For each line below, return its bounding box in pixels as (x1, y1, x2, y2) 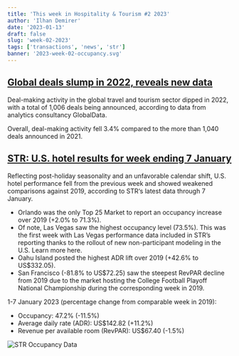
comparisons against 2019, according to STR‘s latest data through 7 (7, 187, 206, 195)
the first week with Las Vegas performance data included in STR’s (17, 231, 211, 239)
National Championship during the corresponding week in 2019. (17, 283, 205, 292)
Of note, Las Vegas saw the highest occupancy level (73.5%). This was (17, 223, 226, 231)
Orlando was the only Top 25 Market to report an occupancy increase (17, 208, 223, 216)
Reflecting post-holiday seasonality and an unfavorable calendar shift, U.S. (7, 172, 226, 180)
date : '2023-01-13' (7, 23, 65, 31)
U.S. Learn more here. (17, 246, 83, 254)
